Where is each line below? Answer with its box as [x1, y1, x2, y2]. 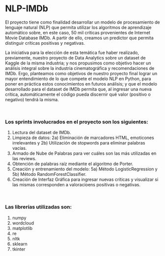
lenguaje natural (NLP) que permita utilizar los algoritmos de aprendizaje [5, 24, 152, 30]
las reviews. [12, 156, 37, 162]
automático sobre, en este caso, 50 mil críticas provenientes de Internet [5, 29, 151, 35]
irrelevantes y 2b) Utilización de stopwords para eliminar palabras [12, 140, 145, 146]
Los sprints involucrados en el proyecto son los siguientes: [5, 118, 148, 125]
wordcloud [12, 220, 34, 226]
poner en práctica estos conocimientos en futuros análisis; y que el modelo [5, 81, 157, 86]
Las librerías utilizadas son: [5, 203, 72, 210]
